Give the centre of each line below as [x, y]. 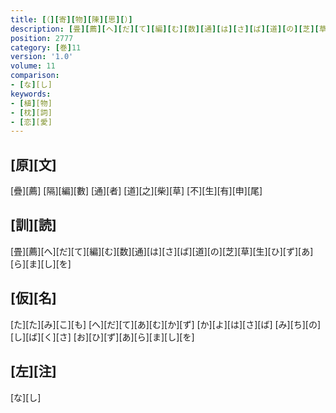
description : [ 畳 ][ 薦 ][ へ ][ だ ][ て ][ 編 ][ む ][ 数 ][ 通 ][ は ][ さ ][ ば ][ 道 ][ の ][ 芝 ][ [165, 29]
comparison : [35, 76]
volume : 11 [33, 66]
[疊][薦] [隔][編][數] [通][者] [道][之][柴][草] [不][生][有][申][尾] [136, 191]
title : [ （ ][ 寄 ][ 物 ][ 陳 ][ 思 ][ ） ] [71, 19]
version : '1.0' [42, 57]
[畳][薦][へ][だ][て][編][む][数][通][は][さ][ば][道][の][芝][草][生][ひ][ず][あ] [162, 251]
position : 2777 [42, 38]
